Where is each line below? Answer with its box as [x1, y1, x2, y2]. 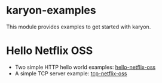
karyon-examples [6, 4, 97, 17]
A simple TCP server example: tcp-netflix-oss [14, 69, 127, 77]
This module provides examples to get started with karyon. [6, 23, 151, 30]
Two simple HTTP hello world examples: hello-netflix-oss [14, 63, 156, 71]
